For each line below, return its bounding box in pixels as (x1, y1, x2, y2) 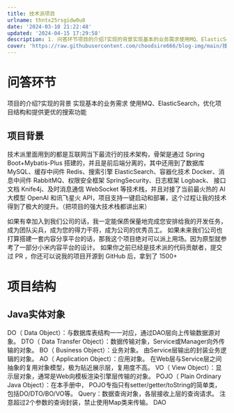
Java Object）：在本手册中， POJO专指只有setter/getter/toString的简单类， (7, 380, 221, 389)
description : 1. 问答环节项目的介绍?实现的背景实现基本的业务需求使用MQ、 (7, 36, 202, 43)
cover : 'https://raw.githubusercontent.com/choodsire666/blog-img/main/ (7, 42, 223, 49)
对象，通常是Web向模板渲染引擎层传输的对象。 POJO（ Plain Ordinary (19, 372, 221, 380)
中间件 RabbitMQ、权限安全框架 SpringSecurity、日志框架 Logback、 (13, 176, 212, 185)
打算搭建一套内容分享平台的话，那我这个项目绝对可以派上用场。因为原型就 (7, 234, 221, 242)
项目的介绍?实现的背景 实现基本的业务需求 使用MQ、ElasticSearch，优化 (7, 99, 216, 107)
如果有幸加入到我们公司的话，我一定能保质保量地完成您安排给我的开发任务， (7, 217, 227, 225)
